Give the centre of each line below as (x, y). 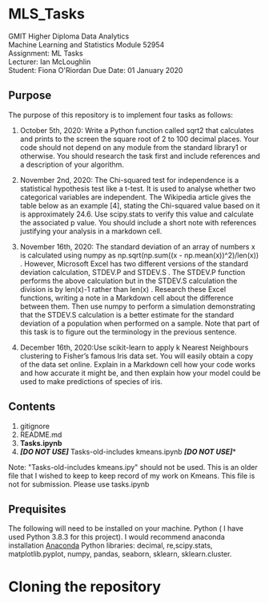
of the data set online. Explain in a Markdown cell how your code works (138, 364)
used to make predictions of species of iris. (91, 381)
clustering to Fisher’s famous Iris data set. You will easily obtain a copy (137, 356)
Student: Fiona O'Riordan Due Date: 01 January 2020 (96, 70)
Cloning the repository (85, 587)
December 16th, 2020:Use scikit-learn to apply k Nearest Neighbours (134, 347)
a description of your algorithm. (72, 164)
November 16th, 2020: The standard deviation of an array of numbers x (138, 246)
